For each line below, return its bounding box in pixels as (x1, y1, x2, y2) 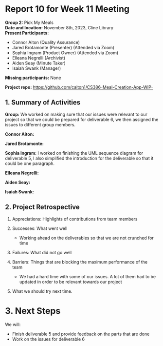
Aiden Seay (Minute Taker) (12, 60, 66, 66)
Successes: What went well (12, 225, 68, 231)
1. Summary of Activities (5, 99, 81, 107)
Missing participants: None (5, 75, 61, 81)
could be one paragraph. (5, 160, 55, 166)
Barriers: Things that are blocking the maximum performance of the (12, 259, 148, 265)
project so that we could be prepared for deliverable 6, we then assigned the (5, 116, 159, 122)
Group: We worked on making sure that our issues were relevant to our (5, 111, 147, 117)
